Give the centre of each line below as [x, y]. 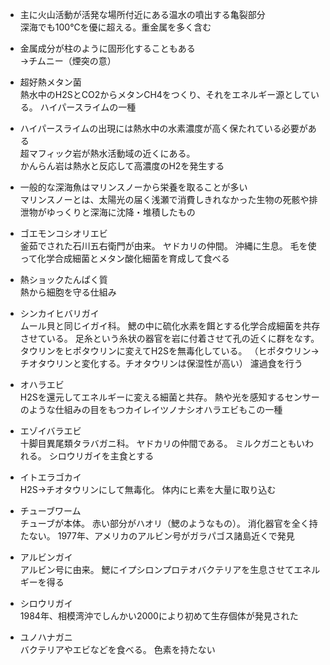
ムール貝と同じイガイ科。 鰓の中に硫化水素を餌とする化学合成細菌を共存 [170, 326]
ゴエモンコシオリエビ [63, 233]
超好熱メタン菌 [50, 82]
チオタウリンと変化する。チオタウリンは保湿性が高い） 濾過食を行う [161, 363]
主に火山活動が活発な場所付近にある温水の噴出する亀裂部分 [142, 14]
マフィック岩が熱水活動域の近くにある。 [112, 153]
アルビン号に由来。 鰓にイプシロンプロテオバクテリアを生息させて [157, 569]
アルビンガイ [46, 557]
